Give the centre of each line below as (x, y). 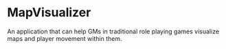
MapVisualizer (49, 13)
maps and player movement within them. (65, 38)
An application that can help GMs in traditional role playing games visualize (113, 31)
